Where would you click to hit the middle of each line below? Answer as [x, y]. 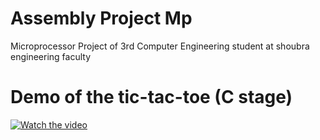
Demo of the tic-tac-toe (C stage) [151, 97]
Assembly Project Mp [101, 18]
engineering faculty [51, 56]
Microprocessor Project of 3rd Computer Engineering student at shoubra [160, 46]
